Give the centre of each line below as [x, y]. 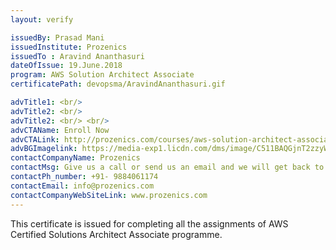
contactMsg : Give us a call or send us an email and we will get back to [167, 167]
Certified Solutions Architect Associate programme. [116, 234]
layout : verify [42, 19]
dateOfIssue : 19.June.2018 [66, 66]
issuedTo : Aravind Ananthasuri [77, 56]
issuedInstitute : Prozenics [69, 47]
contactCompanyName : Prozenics [75, 158]
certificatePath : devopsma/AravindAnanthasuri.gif [118, 84]
